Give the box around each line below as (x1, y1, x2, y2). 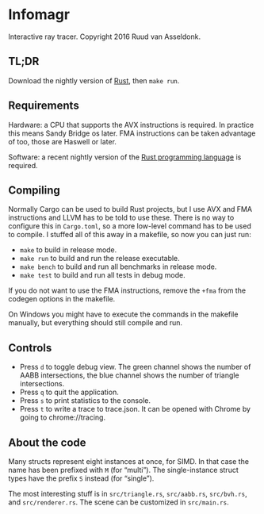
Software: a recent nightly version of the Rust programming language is (8, 152, 242, 162)
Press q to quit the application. (19, 387, 119, 397)
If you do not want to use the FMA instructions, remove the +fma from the (8, 286, 247, 295)
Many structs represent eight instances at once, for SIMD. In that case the (8, 457, 250, 466)
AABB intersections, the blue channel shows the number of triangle (19, 370, 239, 380)
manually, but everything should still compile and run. (8, 318, 183, 328)
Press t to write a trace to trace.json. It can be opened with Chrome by (19, 405, 251, 414)
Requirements (8, 99, 79, 113)
